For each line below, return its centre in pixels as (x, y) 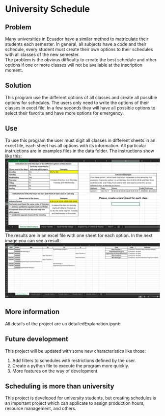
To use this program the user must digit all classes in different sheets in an (80, 140)
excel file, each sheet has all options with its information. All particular (76, 145)
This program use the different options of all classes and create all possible (81, 97)
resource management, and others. (41, 409)
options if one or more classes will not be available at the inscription (74, 65)
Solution (18, 86)
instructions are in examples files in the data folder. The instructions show (80, 151)
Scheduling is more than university (60, 386)
